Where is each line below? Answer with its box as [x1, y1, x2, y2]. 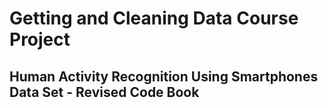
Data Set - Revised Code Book [9, 83, 200, 101]
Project [9, 28, 71, 51]
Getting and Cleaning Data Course [9, 7, 299, 30]
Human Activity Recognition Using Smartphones [9, 68, 319, 85]
